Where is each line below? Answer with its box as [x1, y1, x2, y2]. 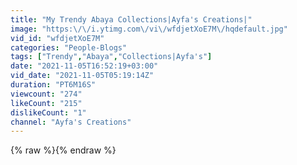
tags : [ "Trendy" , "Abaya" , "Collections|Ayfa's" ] [10, 52, 213, 62]
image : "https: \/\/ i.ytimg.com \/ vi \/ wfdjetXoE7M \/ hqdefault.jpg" [10, 24, 288, 34]
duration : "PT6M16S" [10, 80, 97, 90]
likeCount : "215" [10, 98, 83, 108]
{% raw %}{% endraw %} [10, 144, 117, 156]
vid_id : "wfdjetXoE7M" [10, 33, 105, 43]
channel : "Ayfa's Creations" [10, 117, 132, 127]
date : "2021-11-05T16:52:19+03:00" [10, 61, 159, 71]
